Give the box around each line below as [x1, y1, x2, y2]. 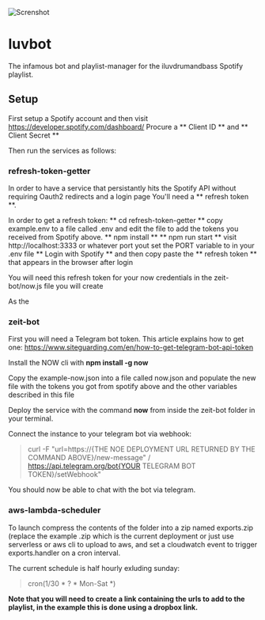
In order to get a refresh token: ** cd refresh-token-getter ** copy [8, 216, 223, 225]
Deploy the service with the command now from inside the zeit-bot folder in [8, 406, 256, 415]
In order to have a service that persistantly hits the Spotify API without [8, 183, 237, 193]
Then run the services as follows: [8, 146, 117, 155]
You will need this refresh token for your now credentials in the [8, 273, 213, 282]
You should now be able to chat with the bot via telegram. [8, 485, 196, 494]
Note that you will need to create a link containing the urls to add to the [8, 594, 245, 603]
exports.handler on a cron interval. [8, 548, 121, 558]
